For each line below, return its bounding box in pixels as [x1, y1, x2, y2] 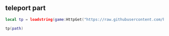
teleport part [5, 4, 46, 12]
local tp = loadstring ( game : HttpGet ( [5, 17, 84, 22]
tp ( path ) [5, 26, 24, 31]
